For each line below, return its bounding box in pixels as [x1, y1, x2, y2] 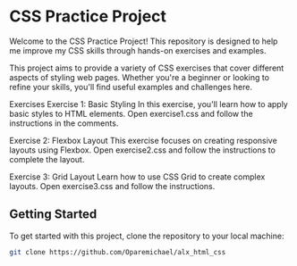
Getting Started [9, 207, 98, 222]
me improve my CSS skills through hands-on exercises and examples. [9, 45, 267, 55]
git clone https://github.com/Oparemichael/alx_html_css [9, 247, 226, 256]
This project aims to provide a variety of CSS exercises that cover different [9, 62, 284, 73]
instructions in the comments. [9, 118, 119, 129]
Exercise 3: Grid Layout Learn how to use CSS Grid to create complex [9, 171, 266, 182]
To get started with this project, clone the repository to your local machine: [9, 230, 284, 241]
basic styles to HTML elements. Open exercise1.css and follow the [9, 108, 253, 119]
